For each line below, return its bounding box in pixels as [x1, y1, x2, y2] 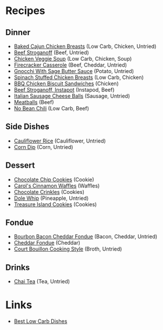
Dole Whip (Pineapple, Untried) [13, 194, 89, 202]
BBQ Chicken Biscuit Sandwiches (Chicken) [13, 80, 119, 87]
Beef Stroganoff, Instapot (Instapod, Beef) [13, 86, 115, 93]
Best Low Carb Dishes [13, 318, 68, 325]
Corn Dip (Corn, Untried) [13, 143, 73, 150]
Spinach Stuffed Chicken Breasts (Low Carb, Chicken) [13, 74, 144, 81]
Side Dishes [5, 121, 50, 132]
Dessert [5, 161, 36, 171]
